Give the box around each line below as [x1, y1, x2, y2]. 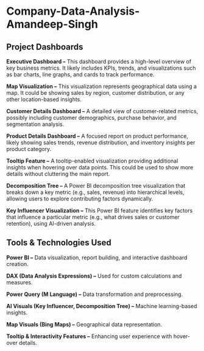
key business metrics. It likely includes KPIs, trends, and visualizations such [6, 64, 196, 72]
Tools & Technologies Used [6, 237, 111, 248]
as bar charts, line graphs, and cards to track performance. [6, 71, 155, 78]
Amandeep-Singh [6, 17, 99, 31]
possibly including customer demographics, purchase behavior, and [6, 114, 177, 121]
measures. [6, 278, 33, 286]
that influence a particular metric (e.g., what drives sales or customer [6, 213, 180, 221]
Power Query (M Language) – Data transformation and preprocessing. [6, 290, 183, 298]
